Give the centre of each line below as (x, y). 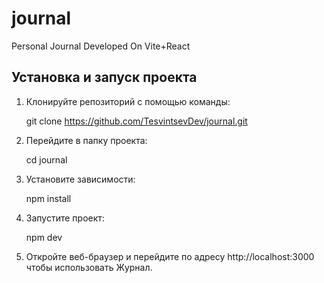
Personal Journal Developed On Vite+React (101, 46)
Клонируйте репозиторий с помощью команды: (128, 101)
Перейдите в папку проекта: (86, 140)
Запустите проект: (65, 218)
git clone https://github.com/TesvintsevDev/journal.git (136, 121)
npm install (48, 198)
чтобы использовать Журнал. (89, 267)
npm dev (44, 237)
